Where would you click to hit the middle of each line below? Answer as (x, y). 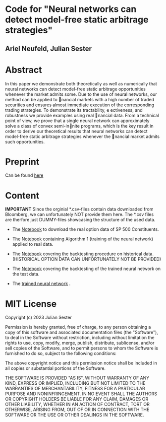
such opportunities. (25, 141)
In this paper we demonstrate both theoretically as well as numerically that (81, 83)
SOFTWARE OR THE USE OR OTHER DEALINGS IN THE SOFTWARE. (75, 415)
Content (22, 195)
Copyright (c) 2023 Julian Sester (38, 317)
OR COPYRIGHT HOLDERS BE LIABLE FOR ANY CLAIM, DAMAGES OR (77, 399)
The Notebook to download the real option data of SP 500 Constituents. (85, 229)
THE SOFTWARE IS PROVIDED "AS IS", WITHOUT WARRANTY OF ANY (77, 378)
